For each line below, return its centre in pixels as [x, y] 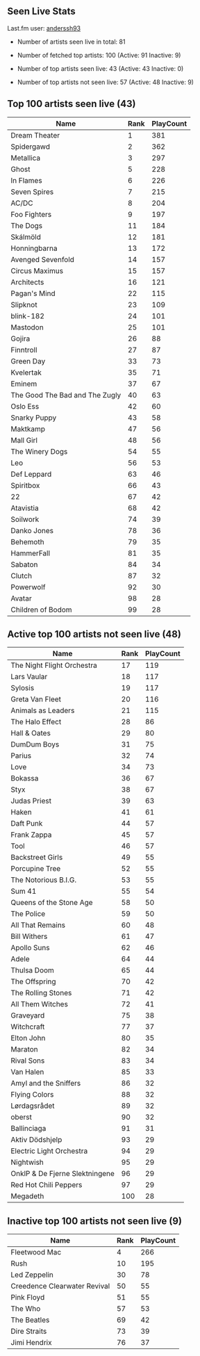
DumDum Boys [35, 744]
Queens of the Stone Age [52, 903]
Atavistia [25, 508]
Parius [21, 755]
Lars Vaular [29, 677]
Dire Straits [29, 1332]
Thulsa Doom [32, 970]
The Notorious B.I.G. [44, 880]
